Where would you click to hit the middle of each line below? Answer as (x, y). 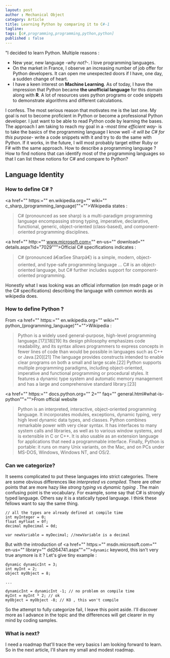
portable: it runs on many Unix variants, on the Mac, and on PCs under (91, 447)
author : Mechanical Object (35, 15)
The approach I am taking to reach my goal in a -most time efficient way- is (83, 126)
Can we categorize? (30, 465)
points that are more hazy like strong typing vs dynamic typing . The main (82, 487)
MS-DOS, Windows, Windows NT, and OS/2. (64, 452)
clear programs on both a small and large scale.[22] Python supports (90, 362)
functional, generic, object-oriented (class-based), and (75, 226)
